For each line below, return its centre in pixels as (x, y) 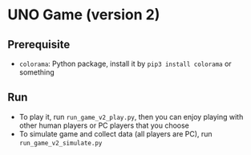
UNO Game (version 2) (84, 15)
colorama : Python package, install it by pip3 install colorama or (125, 63)
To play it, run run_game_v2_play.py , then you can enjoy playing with (131, 116)
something (37, 72)
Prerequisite (39, 45)
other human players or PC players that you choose (104, 125)
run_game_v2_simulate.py (61, 143)
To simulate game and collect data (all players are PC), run (116, 133)
